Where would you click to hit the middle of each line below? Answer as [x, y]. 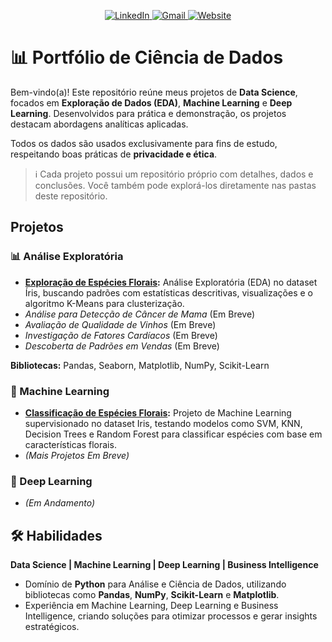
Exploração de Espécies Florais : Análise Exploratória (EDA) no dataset [171, 282]
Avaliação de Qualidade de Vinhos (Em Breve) [120, 324]
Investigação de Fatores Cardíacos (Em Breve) [121, 335]
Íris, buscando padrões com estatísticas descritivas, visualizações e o [168, 292]
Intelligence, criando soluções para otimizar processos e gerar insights [171, 616]
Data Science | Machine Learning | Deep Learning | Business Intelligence [164, 565]
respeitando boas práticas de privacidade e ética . [114, 154]
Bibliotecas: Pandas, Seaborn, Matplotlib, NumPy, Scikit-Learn [140, 365]
